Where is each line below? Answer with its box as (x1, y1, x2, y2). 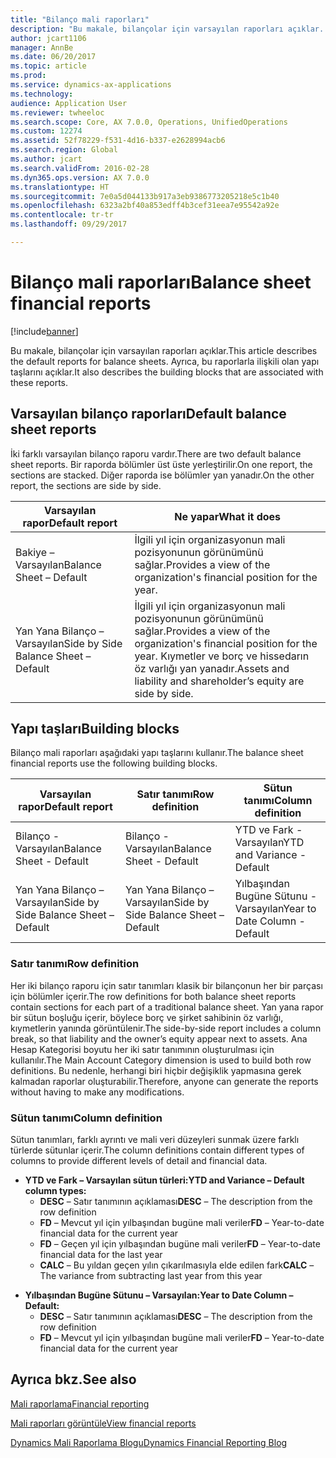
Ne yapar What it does (174, 509, 282, 523)
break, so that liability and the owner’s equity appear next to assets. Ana (10, 1032, 308, 1045)
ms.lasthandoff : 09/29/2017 (10, 219, 128, 230)
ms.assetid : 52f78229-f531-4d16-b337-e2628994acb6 (10, 136, 226, 146)
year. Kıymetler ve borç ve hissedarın (134, 649, 310, 663)
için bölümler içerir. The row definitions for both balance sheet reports (10, 990, 297, 1002)
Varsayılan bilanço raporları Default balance (10, 406, 287, 423)
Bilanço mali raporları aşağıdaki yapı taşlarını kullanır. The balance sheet (10, 747, 304, 759)
